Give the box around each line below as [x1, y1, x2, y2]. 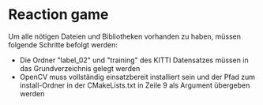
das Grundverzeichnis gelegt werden [19, 63, 141, 73]
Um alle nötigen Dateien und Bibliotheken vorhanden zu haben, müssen [8, 32, 242, 41]
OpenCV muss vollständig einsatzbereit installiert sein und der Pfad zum [19, 72, 255, 81]
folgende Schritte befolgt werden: [8, 39, 118, 49]
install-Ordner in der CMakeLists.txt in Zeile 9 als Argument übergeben [19, 81, 250, 90]
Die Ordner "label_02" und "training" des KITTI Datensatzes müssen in [19, 55, 249, 65]
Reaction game [8, 6, 109, 24]
